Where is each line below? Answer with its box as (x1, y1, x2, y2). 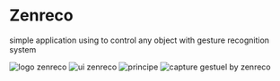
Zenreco (9, 5, 74, 26)
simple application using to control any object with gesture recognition (9, 35, 270, 45)
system (9, 44, 37, 54)
